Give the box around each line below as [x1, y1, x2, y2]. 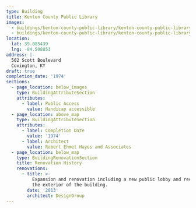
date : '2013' [27, 187, 59, 193]
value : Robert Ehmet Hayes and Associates [27, 144, 132, 150]
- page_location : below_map [11, 149, 80, 155]
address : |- [6, 52, 35, 58]
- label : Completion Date [21, 128, 85, 134]
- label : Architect [21, 138, 69, 144]
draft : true [6, 68, 35, 74]
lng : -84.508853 [11, 47, 51, 52]
